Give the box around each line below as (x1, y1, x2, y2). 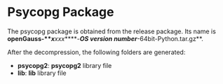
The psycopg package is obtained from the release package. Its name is (7, 27, 216, 35)
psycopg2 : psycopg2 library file (17, 61, 112, 69)
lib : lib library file (17, 69, 67, 77)
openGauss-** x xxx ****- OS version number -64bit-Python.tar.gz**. (7, 34, 203, 42)
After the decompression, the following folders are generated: (7, 48, 186, 56)
